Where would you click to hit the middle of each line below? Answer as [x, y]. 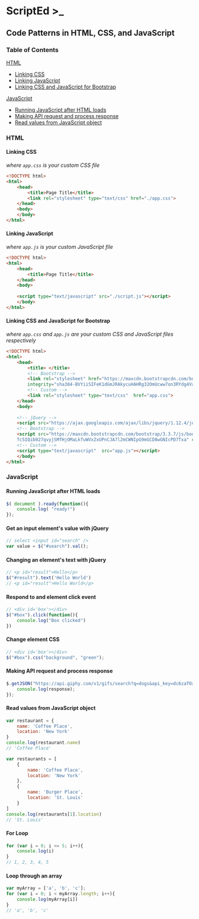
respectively [21, 340]
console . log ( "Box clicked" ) [51, 620]
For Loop [17, 833]
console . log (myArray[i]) [47, 899]
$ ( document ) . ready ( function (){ [47, 504]
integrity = [41, 384]
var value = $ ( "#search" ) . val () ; [47, 547]
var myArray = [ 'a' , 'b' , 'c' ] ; [46, 888]
